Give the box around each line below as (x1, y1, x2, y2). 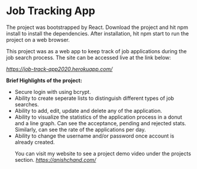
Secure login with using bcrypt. (14, 88, 91, 95)
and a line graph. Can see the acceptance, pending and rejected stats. (14, 119, 186, 126)
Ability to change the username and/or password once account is (14, 132, 175, 139)
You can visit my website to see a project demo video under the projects (14, 149, 191, 157)
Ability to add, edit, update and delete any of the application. (14, 107, 163, 114)
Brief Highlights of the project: (6, 77, 83, 84)
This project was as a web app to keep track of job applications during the (6, 47, 187, 54)
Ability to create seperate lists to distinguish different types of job (14, 95, 175, 102)
